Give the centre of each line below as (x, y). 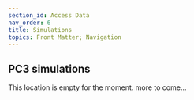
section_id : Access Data (49, 15)
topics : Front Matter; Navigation (65, 37)
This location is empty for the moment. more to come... (97, 87)
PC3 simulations (49, 68)
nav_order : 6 (30, 23)
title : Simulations (40, 30)
